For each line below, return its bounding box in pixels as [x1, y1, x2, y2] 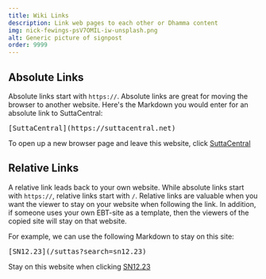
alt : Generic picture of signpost [8, 33, 123, 42]
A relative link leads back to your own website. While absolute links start [8, 182, 245, 192]
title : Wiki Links [8, 11, 69, 20]
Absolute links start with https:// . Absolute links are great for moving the [8, 91, 249, 101]
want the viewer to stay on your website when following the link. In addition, [8, 199, 256, 208]
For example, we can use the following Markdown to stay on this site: [8, 231, 234, 241]
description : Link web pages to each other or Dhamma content [8, 19, 218, 27]
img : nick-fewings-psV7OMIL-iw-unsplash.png [8, 26, 158, 34]
